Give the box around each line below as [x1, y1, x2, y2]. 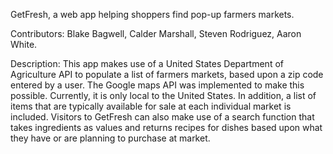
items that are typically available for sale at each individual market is [10, 100, 292, 112]
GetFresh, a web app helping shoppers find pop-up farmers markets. [10, 9, 295, 20]
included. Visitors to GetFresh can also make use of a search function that [10, 111, 315, 123]
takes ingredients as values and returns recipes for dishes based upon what [10, 122, 323, 133]
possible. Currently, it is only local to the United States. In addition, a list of [10, 90, 317, 101]
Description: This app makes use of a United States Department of [10, 58, 284, 69]
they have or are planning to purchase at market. [10, 132, 211, 144]
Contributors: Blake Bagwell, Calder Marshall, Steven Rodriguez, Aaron [10, 28, 302, 39]
